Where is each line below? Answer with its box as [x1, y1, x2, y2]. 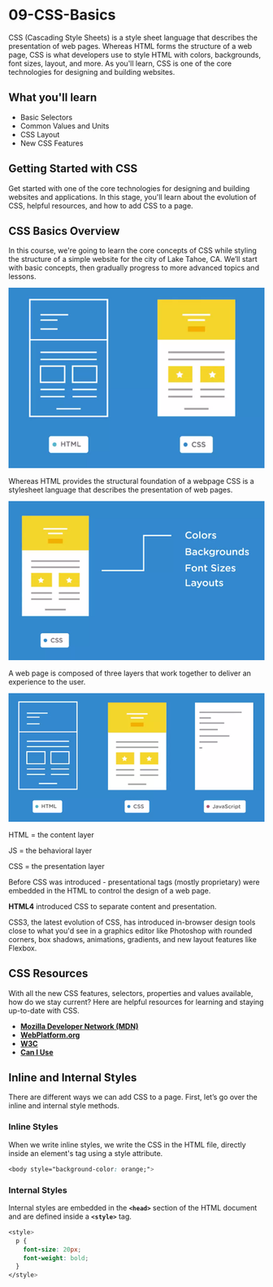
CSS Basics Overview [8, 224, 120, 237]
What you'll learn [8, 91, 97, 105]
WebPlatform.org [19, 1030, 80, 1040]
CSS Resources [8, 967, 89, 980]
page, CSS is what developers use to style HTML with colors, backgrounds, [8, 50, 262, 59]
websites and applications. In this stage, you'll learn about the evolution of [8, 192, 257, 202]
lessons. [8, 272, 37, 281]
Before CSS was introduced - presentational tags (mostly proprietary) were [8, 876, 260, 887]
